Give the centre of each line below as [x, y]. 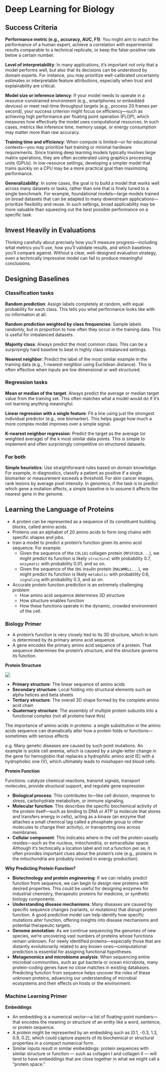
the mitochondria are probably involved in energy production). [76, 859]
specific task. [19, 215]
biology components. [34, 899]
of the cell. [31, 611]
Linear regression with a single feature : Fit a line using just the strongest [80, 413]
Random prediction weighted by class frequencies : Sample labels [73, 324]
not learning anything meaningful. [40, 404]
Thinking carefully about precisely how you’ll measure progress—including [81, 242]
